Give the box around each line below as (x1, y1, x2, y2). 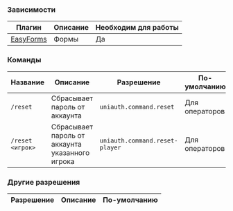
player (99, 143, 121, 152)
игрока (51, 156, 75, 166)
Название (10, 77, 45, 87)
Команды (7, 55, 42, 65)
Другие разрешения (7, 177, 80, 187)
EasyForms (10, 35, 47, 44)
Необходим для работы (95, 23, 179, 33)
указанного (51, 147, 90, 157)
